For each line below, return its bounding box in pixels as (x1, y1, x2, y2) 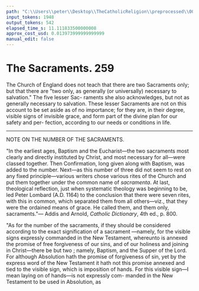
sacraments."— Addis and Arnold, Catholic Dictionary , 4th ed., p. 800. (6, 210, 178, 217)
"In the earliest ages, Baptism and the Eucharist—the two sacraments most (6, 147, 190, 154)
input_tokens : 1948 (6, 14, 54, 20)
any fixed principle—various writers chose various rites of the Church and (6, 172, 187, 179)
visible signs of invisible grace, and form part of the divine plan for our (6, 112, 178, 119)
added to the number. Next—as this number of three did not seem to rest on (6, 166, 191, 173)
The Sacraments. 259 (6, 62, 114, 75)
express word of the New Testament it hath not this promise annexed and (6, 259, 185, 266)
